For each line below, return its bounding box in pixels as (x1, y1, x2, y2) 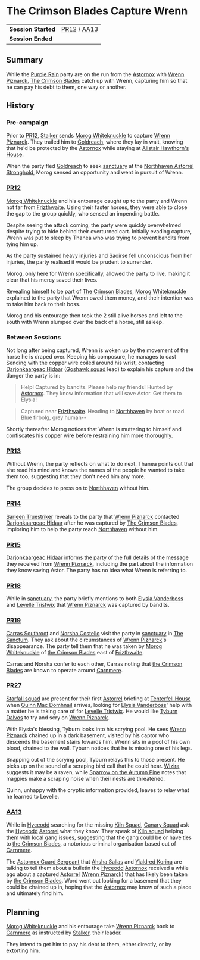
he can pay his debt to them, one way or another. (6, 83, 127, 91)
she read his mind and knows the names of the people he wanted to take (6, 466, 185, 474)
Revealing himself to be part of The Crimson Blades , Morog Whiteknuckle (6, 288, 186, 295)
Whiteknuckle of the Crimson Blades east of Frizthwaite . (6, 649, 144, 656)
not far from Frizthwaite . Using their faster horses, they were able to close (6, 204, 187, 211)
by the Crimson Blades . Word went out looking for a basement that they (6, 877, 182, 884)
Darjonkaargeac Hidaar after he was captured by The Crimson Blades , (6, 519, 179, 526)
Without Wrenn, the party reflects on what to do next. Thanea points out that (6, 460, 194, 467)
